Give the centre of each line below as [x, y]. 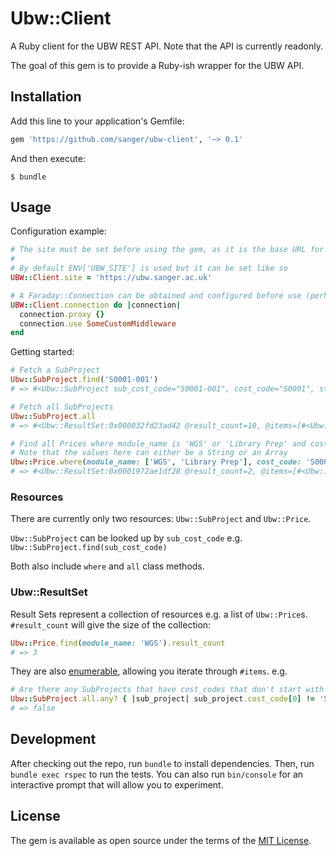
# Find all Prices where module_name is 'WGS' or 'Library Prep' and [158, 443]
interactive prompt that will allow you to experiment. [117, 784]
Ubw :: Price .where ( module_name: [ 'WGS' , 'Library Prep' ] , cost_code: [156, 462]
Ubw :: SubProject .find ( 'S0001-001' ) [84, 380]
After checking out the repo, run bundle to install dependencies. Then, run [162, 763]
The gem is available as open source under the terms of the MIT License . [161, 840]
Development [53, 739]
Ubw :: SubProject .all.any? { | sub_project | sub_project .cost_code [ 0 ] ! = [162, 699]
